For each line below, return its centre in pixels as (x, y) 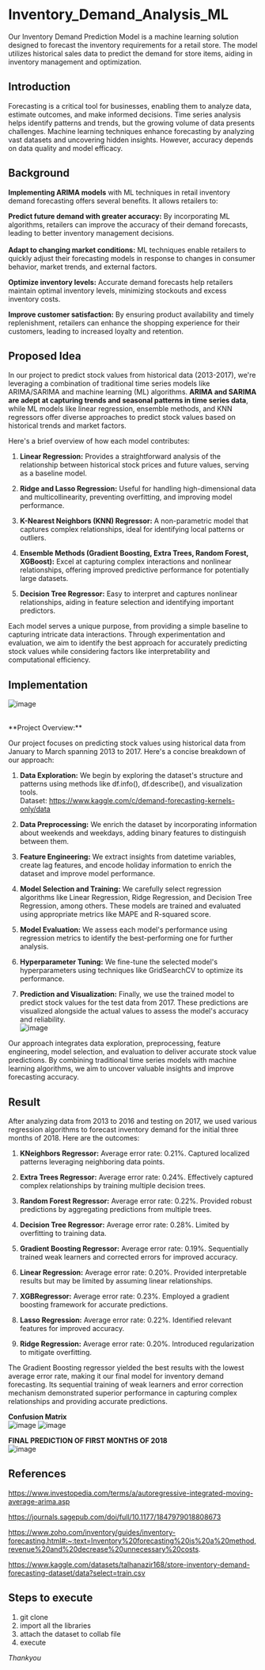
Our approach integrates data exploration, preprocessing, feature (115, 1043)
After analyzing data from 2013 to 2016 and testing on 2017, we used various (132, 1121)
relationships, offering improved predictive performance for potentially (134, 570)
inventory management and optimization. (75, 62)
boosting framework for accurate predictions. (94, 1304)
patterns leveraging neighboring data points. (92, 1162)
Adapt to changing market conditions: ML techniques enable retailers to (127, 250)
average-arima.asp (39, 1501)
